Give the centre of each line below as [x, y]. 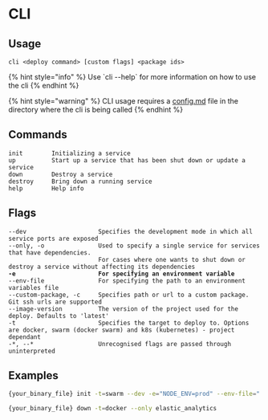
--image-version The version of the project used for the [124, 309]
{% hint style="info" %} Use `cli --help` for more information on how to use [132, 77]
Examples [33, 375]
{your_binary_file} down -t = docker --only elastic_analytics [113, 409]
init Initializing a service [69, 153]
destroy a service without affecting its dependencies [102, 267]
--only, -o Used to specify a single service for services [134, 246]
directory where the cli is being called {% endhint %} [95, 110]
